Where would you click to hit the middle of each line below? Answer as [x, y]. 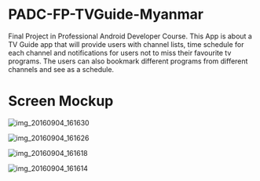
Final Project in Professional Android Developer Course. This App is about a [130, 36]
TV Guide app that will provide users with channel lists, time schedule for [126, 44]
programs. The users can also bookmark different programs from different [128, 61]
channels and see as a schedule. [61, 69]
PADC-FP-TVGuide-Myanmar [106, 14]
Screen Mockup [61, 101]
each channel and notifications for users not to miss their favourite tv [120, 52]
